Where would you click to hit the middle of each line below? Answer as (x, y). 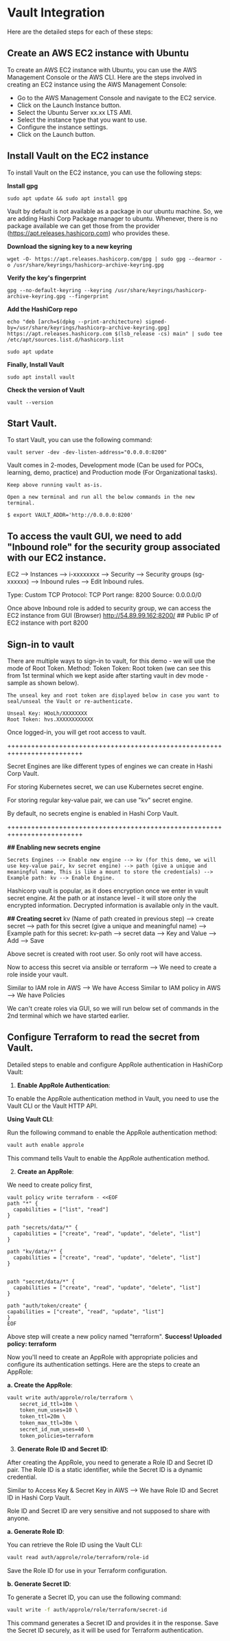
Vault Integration (56, 13)
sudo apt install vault (41, 377)
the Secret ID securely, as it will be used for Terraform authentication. (105, 1630)
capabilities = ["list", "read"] (61, 1209)
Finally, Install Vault (36, 364)
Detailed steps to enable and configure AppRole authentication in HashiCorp (115, 1064)
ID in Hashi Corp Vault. (39, 1497)
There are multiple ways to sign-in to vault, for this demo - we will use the (111, 661)
